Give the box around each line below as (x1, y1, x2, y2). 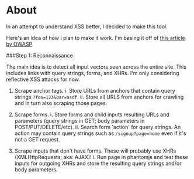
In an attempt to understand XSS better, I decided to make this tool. (6, 23, 168, 30)
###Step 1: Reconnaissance (6, 52, 73, 59)
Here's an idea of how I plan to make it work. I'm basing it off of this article (6, 34, 185, 41)
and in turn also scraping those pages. (14, 99, 108, 106)
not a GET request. (14, 136, 60, 143)
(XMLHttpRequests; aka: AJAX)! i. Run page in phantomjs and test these (14, 153, 188, 160)
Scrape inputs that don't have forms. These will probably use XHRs (14, 147, 176, 154)
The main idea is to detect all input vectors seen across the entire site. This (6, 63, 187, 70)
